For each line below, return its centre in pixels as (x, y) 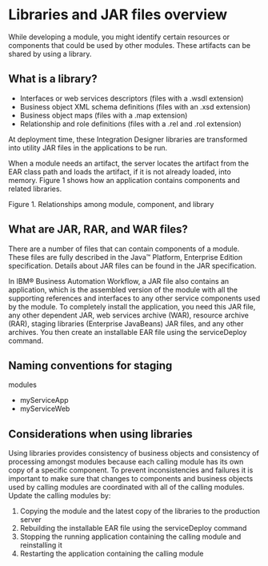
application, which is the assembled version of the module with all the (123, 289)
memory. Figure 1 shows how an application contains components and (124, 180)
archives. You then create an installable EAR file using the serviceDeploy (128, 332)
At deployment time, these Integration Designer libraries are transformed (128, 139)
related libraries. (35, 189)
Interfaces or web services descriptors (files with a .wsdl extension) (132, 98)
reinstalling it (41, 545)
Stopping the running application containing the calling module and (130, 536)
